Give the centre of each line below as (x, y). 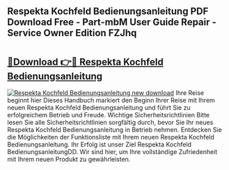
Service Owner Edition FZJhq (72, 33)
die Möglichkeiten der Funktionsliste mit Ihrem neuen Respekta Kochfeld (111, 137)
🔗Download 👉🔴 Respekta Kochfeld (85, 62)
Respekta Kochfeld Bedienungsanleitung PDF (108, 11)
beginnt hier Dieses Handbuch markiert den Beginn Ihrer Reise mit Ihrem (111, 100)
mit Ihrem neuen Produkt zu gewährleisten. (69, 159)
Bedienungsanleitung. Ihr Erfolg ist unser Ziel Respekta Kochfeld (100, 144)
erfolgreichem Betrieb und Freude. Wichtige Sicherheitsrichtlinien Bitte (109, 115)
